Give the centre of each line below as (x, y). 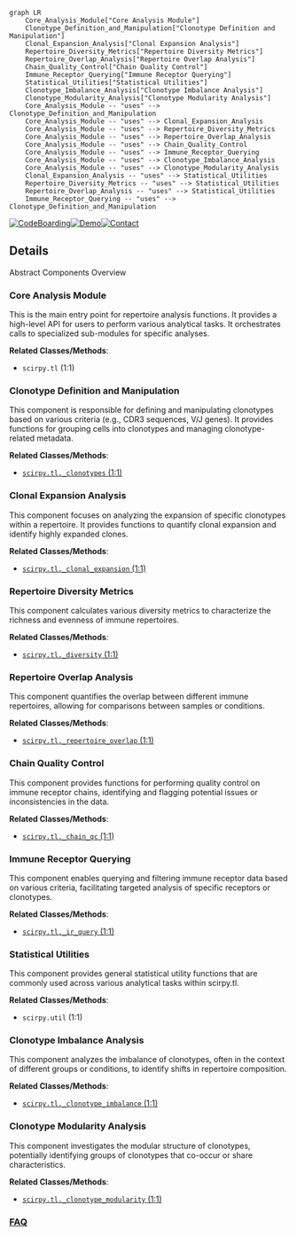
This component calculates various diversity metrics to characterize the (140, 610)
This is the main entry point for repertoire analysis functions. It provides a (143, 315)
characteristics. (38, 1164)
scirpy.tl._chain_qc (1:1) (68, 836)
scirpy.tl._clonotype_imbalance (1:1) (90, 1103)
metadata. (55, 438)
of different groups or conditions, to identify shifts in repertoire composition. (148, 1069)
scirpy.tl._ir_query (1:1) (68, 931)
